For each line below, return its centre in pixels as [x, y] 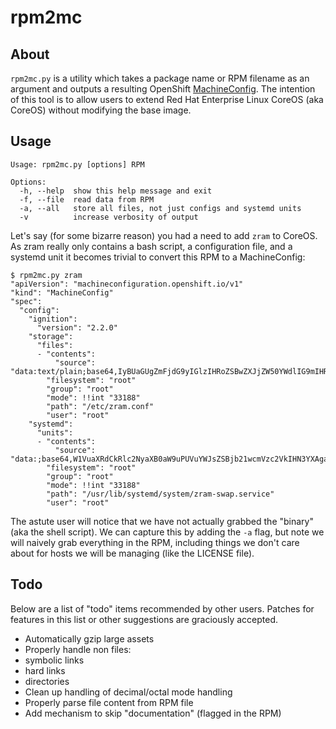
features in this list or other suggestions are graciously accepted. [144, 619]
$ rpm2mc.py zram [46, 275]
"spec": [26, 301]
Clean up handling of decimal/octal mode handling [128, 692]
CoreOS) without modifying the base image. [101, 110]
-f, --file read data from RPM [87, 199]
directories [47, 681]
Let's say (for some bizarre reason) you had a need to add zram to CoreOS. [164, 235]
